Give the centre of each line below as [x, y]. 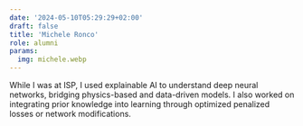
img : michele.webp [52, 59]
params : [24, 51]
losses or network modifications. [70, 114]
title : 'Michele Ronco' [54, 34]
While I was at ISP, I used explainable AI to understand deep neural [134, 85]
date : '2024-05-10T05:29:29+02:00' [76, 18]
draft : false [34, 26]
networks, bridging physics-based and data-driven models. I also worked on [152, 94]
